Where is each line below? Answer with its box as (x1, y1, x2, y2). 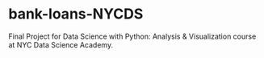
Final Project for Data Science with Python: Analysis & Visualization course (8, 31, 257, 41)
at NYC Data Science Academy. (8, 39, 114, 49)
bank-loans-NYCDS (8, 5, 144, 23)
